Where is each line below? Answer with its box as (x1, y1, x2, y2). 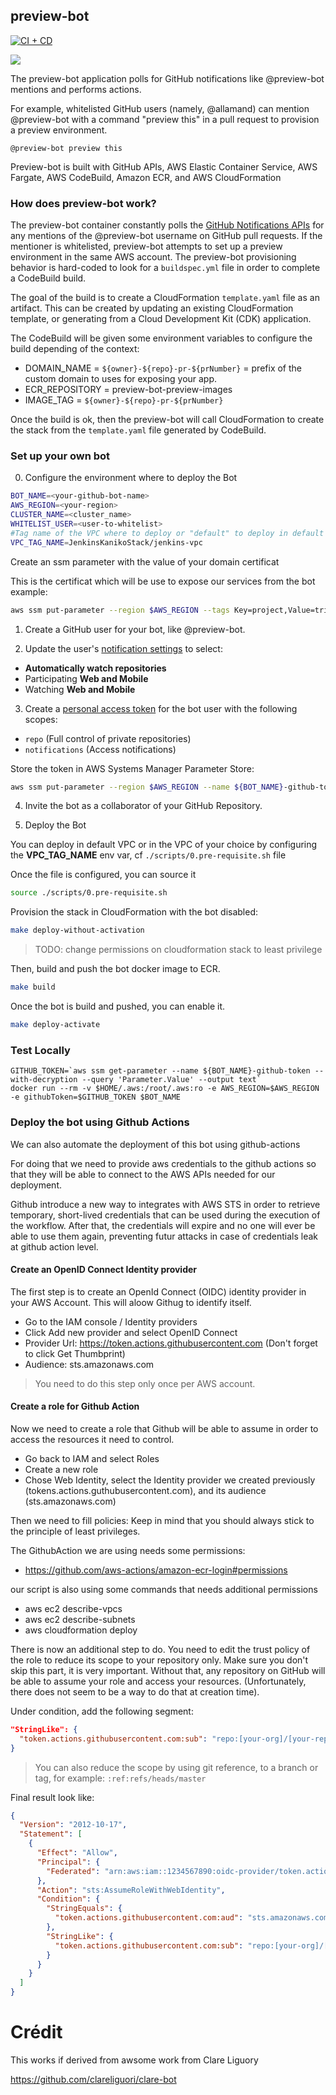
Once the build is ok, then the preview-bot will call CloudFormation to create (10, 414, 325, 426)
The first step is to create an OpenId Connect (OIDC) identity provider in (10, 1285, 307, 1298)
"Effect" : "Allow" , (36, 1848, 118, 1858)
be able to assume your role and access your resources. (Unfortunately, (10, 1675, 307, 1687)
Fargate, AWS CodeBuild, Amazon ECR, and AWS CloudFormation (10, 171, 282, 183)
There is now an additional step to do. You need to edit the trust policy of (10, 1643, 311, 1655)
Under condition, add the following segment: (10, 1705, 194, 1717)
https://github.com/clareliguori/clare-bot (10, 2073, 177, 2085)
